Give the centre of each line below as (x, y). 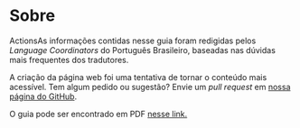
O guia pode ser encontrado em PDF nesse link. (98, 114)
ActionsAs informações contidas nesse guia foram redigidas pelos (133, 41)
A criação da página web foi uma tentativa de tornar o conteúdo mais (138, 77)
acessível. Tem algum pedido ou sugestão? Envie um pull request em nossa (150, 87)
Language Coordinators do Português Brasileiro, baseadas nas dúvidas (142, 50)
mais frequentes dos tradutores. (69, 59)
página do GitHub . (43, 96)
